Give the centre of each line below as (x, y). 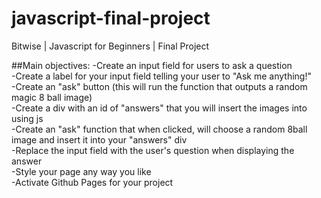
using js (27, 118)
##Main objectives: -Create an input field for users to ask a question (152, 65)
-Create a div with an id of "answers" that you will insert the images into (159, 108)
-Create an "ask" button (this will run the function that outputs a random (159, 86)
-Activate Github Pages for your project (92, 182)
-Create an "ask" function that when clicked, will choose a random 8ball (159, 129)
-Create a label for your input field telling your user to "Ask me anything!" (161, 76)
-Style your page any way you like (81, 171)
